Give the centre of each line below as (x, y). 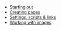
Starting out (21, 7)
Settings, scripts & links (33, 17)
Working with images (30, 22)
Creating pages (25, 12)
